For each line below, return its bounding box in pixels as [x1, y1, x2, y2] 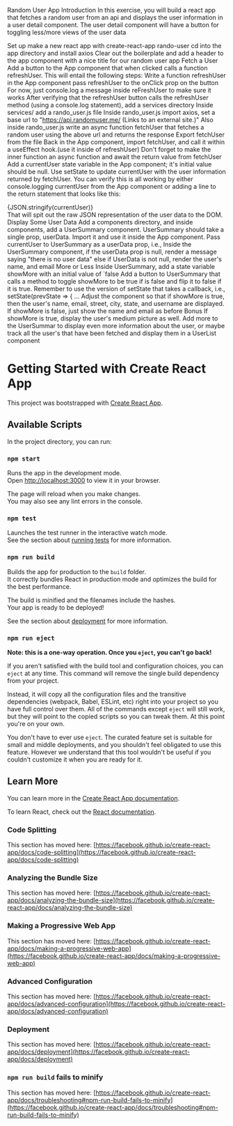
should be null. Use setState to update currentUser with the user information [7, 167, 226, 176]
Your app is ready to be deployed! [7, 603, 104, 612]
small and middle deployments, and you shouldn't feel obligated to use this [7, 740, 222, 748]
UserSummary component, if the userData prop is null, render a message [7, 247, 217, 256]
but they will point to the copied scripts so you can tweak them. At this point [7, 712, 225, 720]
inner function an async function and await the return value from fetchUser [7, 153, 222, 161]
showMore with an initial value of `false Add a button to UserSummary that [7, 270, 220, 278]
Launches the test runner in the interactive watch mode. [7, 529, 168, 537]
